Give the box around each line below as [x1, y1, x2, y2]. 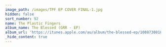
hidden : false [5, 12, 35, 17]
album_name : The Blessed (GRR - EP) [5, 25, 81, 30]
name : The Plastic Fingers [5, 21, 61, 26]
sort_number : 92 [5, 16, 39, 21]
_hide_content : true [5, 35, 48, 40]
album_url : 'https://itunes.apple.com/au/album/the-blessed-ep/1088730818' [5, 30, 165, 35]
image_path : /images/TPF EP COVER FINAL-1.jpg [5, 7, 103, 12]
